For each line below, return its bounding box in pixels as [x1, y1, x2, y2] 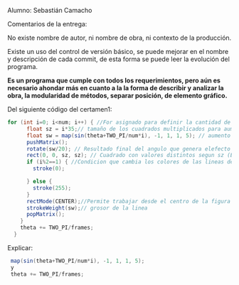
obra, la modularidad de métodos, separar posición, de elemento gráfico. [7, 92, 228, 100]
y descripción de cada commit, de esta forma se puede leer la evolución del [7, 55, 230, 63]
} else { [26, 178, 53, 185]
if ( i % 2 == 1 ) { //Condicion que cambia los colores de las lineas [26, 158, 224, 166]
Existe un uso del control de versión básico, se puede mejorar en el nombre [7, 48, 229, 55]
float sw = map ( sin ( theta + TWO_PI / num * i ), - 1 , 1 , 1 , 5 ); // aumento [26, 131, 231, 139]
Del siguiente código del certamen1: [7, 105, 112, 113]
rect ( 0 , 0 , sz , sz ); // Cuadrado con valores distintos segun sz [26, 152, 224, 159]
